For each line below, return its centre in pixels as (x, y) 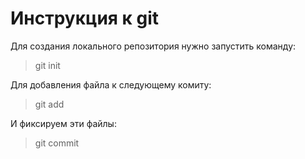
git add (49, 104)
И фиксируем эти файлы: (63, 123)
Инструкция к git (85, 18)
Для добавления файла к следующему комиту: (111, 84)
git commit (57, 143)
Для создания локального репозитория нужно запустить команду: (153, 46)
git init (47, 65)
